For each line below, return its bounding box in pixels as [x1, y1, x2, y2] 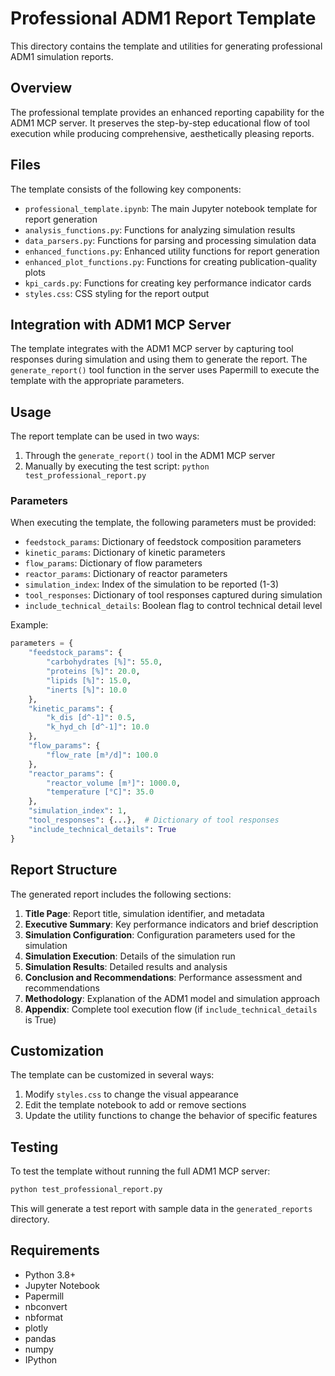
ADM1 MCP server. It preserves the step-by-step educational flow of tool [10, 117, 310, 129]
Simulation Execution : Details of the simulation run [24, 950, 236, 962]
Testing [10, 1138, 59, 1156]
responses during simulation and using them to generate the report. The [10, 353, 308, 366]
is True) [24, 1013, 57, 1026]
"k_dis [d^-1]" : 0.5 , [46, 713, 137, 723]
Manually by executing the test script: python [24, 460, 210, 472]
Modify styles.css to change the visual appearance [24, 1088, 240, 1101]
